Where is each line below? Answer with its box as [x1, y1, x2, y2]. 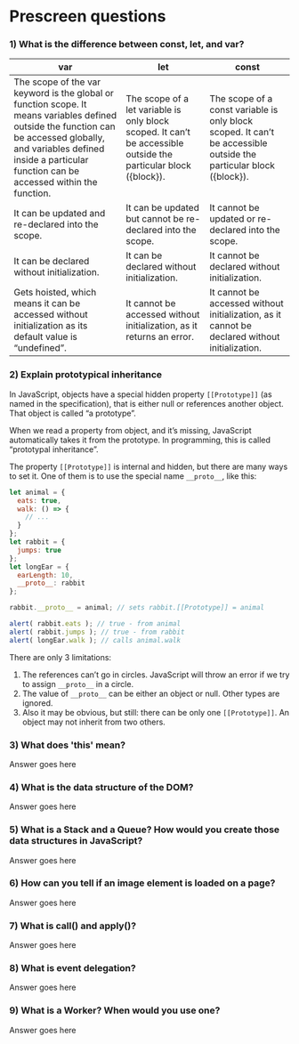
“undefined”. [13, 342, 67, 354]
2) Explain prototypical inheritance [9, 368, 163, 381]
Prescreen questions [9, 6, 166, 27]
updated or [209, 213, 256, 225]
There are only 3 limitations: [9, 651, 112, 662]
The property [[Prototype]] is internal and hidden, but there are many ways [9, 461, 288, 472]
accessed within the [13, 176, 98, 189]
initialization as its [13, 320, 88, 332]
